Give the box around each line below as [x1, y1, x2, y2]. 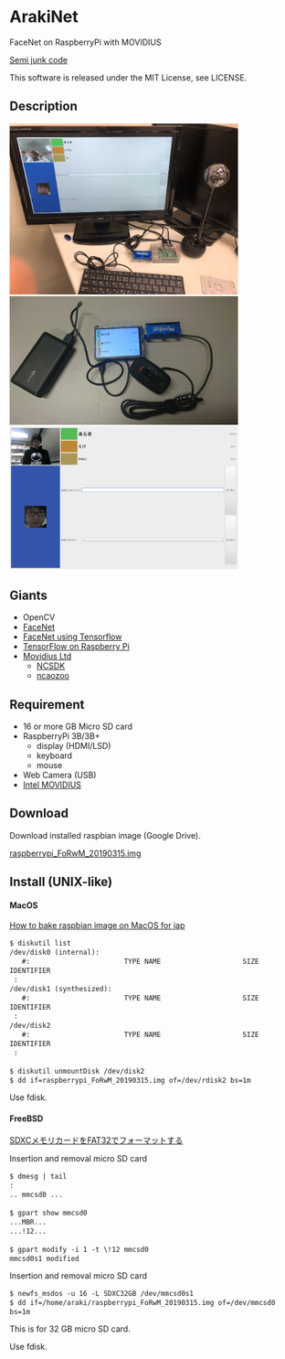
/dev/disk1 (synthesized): [9, 985, 112, 994]
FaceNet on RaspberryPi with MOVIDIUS [9, 37, 162, 48]
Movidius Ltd [22, 651, 72, 662]
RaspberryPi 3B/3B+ [22, 730, 100, 742]
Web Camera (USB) [22, 769, 97, 780]
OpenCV [22, 612, 56, 623]
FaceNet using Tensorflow [22, 631, 122, 642]
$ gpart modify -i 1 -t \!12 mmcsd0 [9, 1245, 149, 1254]
